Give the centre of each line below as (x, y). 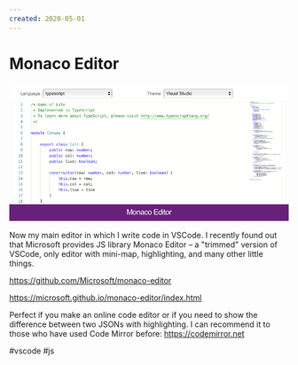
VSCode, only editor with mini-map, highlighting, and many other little (136, 253)
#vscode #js (32, 351)
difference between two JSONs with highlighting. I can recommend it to (140, 324)
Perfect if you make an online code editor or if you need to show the (133, 315)
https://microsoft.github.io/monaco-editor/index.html (106, 298)
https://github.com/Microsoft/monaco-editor (90, 280)
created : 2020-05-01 (47, 19)
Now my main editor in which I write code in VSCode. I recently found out (143, 235)
